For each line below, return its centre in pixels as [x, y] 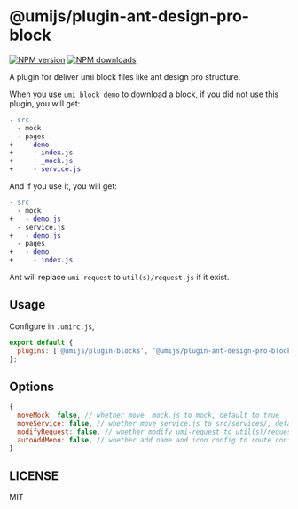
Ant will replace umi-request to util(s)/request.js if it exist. [119, 278]
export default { [41, 342]
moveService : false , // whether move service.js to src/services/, [145, 424]
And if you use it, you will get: [63, 186]
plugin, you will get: [45, 103]
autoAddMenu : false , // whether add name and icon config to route [145, 440]
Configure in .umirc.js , [52, 326]
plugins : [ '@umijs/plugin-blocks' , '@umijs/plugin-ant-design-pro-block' [156, 351]
